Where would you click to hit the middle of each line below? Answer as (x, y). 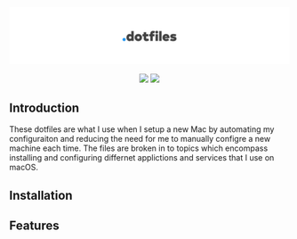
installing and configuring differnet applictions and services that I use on (142, 158)
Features (34, 225)
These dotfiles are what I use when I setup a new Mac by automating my (142, 129)
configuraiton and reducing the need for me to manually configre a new (140, 139)
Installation (41, 195)
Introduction (44, 107)
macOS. (24, 168)
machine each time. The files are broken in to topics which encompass (139, 148)
